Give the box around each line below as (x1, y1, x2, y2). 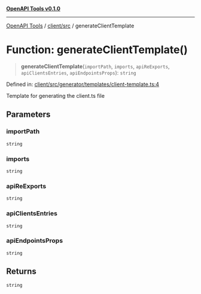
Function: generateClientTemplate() (6, 43, 188, 57)
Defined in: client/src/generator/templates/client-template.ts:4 (6, 81, 160, 88)
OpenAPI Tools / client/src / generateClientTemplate (6, 22, 135, 29)
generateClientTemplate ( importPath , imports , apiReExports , (20, 63, 170, 70)
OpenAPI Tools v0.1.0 (6, 5, 61, 12)
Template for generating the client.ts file (6, 92, 105, 99)
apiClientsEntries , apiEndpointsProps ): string (20, 69, 136, 76)
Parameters (6, 110, 51, 120)
